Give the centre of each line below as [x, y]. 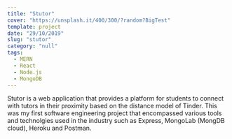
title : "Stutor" [31, 14]
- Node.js [28, 72]
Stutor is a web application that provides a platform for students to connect [116, 98]
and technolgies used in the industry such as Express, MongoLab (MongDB [116, 121]
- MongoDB [28, 79]
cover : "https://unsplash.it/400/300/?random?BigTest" [89, 20]
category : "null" [33, 46]
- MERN [23, 59]
